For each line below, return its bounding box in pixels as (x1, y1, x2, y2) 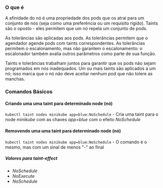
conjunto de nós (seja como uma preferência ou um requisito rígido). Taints (5, 20, 158, 26)
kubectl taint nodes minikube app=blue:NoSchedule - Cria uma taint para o (5, 111, 159, 117)
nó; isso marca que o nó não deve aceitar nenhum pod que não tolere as (5, 71, 153, 77)
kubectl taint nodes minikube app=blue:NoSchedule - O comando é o (5, 139, 147, 145)
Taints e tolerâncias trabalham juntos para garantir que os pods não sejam (5, 61, 156, 66)
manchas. (5, 76, 25, 82)
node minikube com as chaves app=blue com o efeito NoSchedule (5, 117, 141, 123)
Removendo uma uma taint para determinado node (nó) (5, 128, 121, 134)
